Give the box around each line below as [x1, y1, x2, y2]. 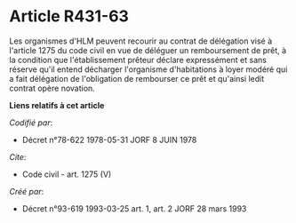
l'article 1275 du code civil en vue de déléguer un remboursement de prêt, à [9, 44, 287, 55]
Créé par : [9, 186, 44, 196]
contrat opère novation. [9, 83, 95, 93]
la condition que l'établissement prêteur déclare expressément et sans [9, 54, 267, 65]
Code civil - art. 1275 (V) [21, 169, 112, 179]
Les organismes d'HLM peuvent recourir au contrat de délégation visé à [9, 36, 273, 46]
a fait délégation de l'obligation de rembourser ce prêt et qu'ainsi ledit [9, 73, 265, 84]
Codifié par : [9, 117, 53, 128]
